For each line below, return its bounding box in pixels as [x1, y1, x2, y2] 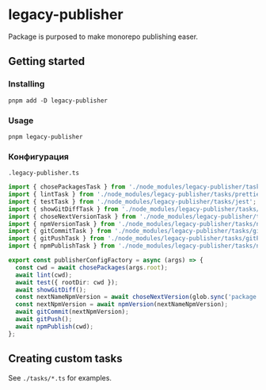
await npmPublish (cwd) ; [15, 323, 93, 331]
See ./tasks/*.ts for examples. [8, 373, 112, 382]
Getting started [8, 55, 85, 68]
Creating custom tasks [8, 352, 123, 365]
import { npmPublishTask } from [8, 242, 115, 250]
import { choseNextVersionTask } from [8, 212, 136, 220]
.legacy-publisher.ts [8, 169, 80, 178]
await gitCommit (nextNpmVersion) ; [15, 308, 129, 316]
